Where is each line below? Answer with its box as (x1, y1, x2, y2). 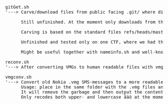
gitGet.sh (5, 4, 29, 9)
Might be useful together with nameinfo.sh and (20, 49, 140, 54)
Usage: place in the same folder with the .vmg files (20, 84, 156, 89)
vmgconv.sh (5, 74, 32, 79)
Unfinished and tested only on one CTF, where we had (20, 39, 156, 44)
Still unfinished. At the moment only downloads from (20, 19, 156, 24)
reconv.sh (5, 59, 29, 64)
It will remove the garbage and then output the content (20, 89, 163, 94)
